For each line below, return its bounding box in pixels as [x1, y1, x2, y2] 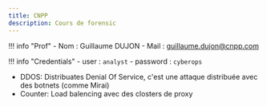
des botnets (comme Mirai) [19, 80, 110, 90]
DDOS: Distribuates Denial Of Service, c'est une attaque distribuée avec [19, 72, 258, 81]
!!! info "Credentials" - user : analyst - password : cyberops [8, 57, 203, 66]
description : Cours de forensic [8, 19, 116, 27]
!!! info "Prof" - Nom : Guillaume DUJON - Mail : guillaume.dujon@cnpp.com [8, 41, 259, 50]
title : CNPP [8, 11, 48, 20]
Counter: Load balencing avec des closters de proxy [19, 88, 193, 98]
